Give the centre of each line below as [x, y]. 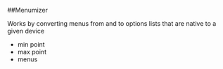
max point [32, 52]
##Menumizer [27, 10]
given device [26, 31]
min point [31, 44]
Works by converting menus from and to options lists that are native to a [112, 23]
